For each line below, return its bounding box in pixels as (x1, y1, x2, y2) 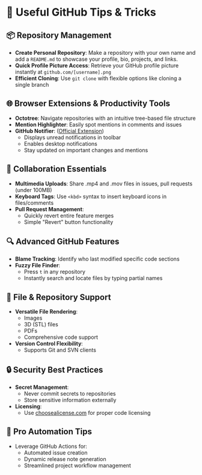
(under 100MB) (14, 186, 52, 193)
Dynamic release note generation (23, 455, 106, 462)
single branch (14, 81, 49, 88)
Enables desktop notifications (23, 140, 97, 147)
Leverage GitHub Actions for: (14, 442, 87, 450)
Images (23, 314, 43, 321)
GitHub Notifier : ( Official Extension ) (14, 127, 104, 134)
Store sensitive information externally (23, 397, 117, 404)
